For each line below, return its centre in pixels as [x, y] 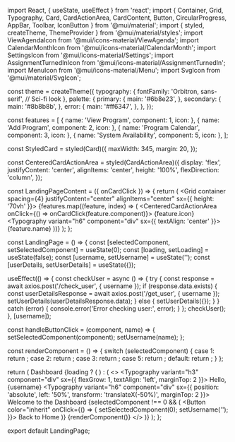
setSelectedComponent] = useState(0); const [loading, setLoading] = [108, 250]
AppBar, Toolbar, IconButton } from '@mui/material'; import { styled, [106, 25]
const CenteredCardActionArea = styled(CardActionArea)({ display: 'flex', [114, 162]
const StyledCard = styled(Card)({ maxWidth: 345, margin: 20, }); [102, 149]
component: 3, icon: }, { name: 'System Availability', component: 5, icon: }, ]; [118, 135]
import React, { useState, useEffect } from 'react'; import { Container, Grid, [115, 10]
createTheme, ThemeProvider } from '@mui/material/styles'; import [105, 32]
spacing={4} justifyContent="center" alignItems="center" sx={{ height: [111, 198]
